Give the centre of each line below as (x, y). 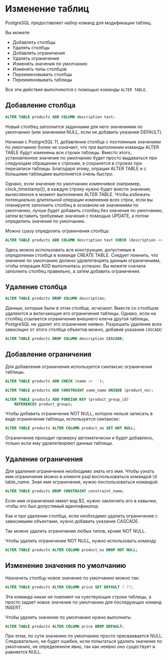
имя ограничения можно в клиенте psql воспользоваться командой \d (81, 477)
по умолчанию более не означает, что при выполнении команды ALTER (82, 147)
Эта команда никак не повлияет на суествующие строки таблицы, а (78, 597)
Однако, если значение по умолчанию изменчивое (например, (73, 183)
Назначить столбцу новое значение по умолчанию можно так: (72, 578)
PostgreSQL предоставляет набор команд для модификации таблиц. (78, 23)
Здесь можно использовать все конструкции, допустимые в (70, 249)
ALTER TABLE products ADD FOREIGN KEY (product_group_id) (67, 399)
